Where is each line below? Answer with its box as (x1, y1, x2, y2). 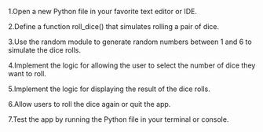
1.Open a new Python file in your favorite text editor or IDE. (8, 7, 198, 16)
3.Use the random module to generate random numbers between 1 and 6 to (8, 37, 253, 46)
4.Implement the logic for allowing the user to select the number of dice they (8, 60, 256, 70)
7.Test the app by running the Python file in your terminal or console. (8, 115, 229, 124)
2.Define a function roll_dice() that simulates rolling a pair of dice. (8, 22, 220, 31)
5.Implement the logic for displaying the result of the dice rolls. (8, 84, 210, 93)
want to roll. (8, 69, 47, 78)
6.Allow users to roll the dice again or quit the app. (8, 100, 171, 108)
